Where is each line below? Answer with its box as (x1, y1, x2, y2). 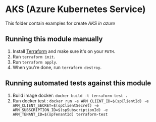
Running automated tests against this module (5, 79, 151, 88)
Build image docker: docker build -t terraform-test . (12, 92, 128, 98)
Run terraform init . (12, 53, 56, 59)
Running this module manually (5, 35, 103, 43)
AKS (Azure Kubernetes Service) (5, 4, 146, 15)
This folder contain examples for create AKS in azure (5, 20, 115, 26)
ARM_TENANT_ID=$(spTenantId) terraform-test (12, 112, 108, 117)
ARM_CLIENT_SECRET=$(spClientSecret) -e (12, 103, 99, 108)
